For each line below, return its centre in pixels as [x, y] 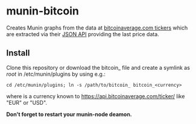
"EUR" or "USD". [27, 102]
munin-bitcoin [43, 11]
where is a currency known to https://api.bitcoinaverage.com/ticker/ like [96, 96]
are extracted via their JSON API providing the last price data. [83, 34]
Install [18, 53]
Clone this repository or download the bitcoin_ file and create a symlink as [98, 67]
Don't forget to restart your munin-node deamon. [69, 114]
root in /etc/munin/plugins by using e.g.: [56, 74]
